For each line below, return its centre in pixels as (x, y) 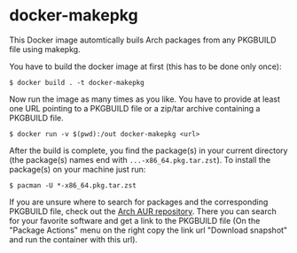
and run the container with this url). (74, 239)
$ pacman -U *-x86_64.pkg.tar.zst (73, 185)
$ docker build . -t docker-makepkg (77, 82)
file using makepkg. (45, 49)
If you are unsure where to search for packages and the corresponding (139, 202)
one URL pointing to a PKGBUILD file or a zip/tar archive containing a (135, 108)
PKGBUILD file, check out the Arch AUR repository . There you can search (143, 211)
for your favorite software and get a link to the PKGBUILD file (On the (135, 220)
